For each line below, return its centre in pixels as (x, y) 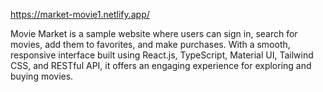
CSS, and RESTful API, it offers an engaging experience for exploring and (161, 65)
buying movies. (42, 76)
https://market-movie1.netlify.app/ (80, 14)
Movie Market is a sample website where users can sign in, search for (154, 33)
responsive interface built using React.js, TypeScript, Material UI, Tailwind (162, 55)
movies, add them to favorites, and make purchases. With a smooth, (150, 44)
